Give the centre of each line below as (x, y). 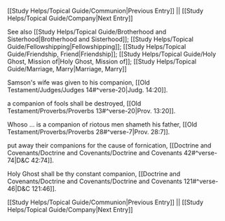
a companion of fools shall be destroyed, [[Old (74, 104)
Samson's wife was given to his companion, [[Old (79, 83)
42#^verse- (200, 153)
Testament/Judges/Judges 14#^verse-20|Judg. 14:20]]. (88, 90)
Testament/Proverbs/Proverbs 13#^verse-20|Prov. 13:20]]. (91, 111)
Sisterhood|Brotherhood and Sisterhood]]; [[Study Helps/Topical (101, 39)
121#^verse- (201, 181)
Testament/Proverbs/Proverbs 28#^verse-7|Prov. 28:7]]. (89, 132)
